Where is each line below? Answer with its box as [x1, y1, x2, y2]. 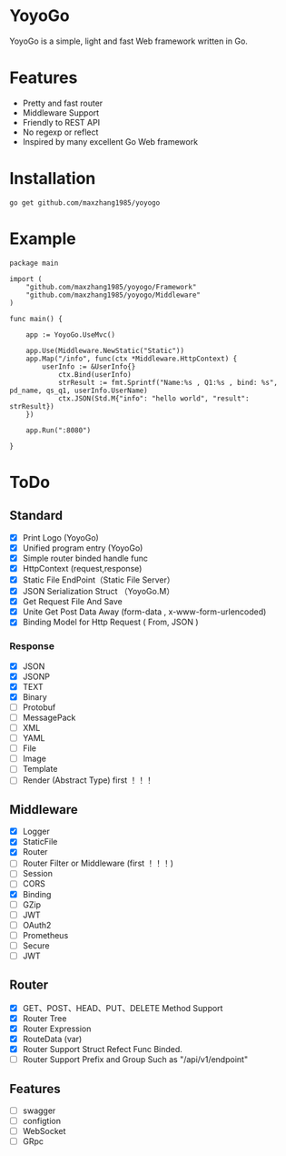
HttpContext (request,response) [22, 563, 143, 573]
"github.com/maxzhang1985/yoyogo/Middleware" [25, 290, 202, 299]
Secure [22, 939, 50, 951]
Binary [22, 691, 47, 702]
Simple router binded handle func [22, 553, 148, 563]
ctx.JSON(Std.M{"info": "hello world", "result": [57, 393, 250, 403]
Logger [22, 826, 50, 837]
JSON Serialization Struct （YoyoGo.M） [22, 586, 175, 597]
